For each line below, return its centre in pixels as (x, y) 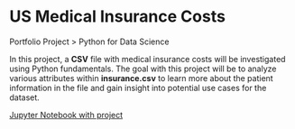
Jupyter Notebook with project (66, 115)
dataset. (25, 97)
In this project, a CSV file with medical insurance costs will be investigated (147, 59)
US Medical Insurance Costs (117, 17)
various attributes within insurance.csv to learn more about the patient (141, 78)
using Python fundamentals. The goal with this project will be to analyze (143, 69)
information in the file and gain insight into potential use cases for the (138, 88)
